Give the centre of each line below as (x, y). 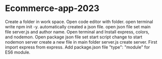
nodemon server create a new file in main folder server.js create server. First (81, 42)
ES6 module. (18, 52)
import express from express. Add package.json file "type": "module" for (78, 47)
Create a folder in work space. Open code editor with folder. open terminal (79, 22)
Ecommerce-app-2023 (52, 8)
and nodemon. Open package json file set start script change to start (74, 37)
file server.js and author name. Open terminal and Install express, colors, (77, 32)
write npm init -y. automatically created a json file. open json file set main (78, 26)
